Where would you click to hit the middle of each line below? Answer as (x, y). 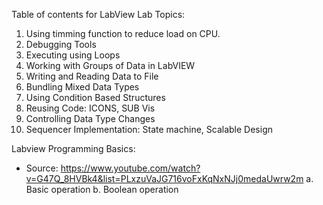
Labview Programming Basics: (73, 148)
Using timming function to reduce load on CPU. (123, 33)
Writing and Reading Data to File (92, 76)
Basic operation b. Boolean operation (102, 189)
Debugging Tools (61, 44)
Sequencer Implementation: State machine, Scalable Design (149, 129)
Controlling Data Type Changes (90, 118)
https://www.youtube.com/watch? (130, 168)
